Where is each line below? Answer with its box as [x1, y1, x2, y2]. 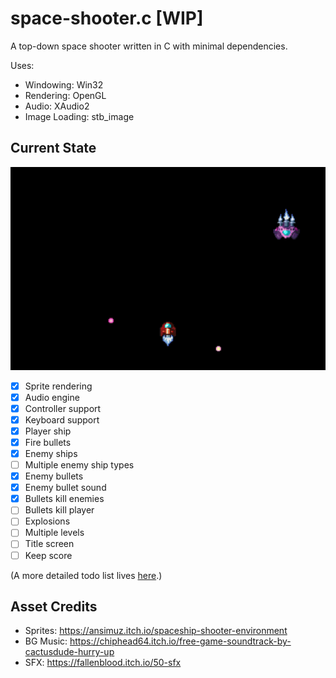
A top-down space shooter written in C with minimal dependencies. [10, 40, 288, 52]
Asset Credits [10, 598, 98, 615]
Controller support [24, 402, 102, 414]
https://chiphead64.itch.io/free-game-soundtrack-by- [69, 635, 292, 647]
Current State [10, 140, 97, 157]
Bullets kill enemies [24, 493, 105, 505]
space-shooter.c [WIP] [10, 7, 204, 30]
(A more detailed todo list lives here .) [10, 569, 163, 581]
